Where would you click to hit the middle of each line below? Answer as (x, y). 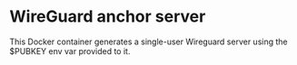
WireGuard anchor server (108, 17)
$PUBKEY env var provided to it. (70, 51)
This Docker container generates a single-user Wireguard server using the (148, 42)
